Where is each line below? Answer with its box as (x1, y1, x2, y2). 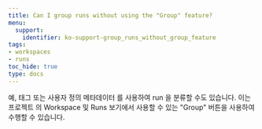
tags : (8, 41, 26, 49)
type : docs (8, 70, 44, 78)
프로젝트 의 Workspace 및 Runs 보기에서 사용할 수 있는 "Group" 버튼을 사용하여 (8, 102, 255, 112)
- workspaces (8, 48, 51, 56)
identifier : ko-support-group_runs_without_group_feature (22, 33, 216, 42)
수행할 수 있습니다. (8, 112, 65, 122)
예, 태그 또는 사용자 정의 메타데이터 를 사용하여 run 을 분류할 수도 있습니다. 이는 (8, 92, 252, 102)
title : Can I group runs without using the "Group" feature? (8, 11, 213, 20)
